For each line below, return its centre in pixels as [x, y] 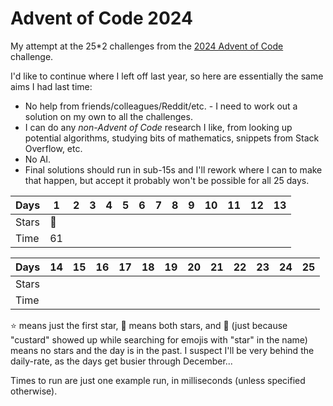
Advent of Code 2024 [101, 18]
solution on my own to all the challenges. [108, 116]
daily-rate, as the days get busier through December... [121, 361]
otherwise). [34, 391]
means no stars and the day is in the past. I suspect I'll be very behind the [162, 350]
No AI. [38, 159]
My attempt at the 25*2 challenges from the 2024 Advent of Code [147, 46]
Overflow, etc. [53, 148]
